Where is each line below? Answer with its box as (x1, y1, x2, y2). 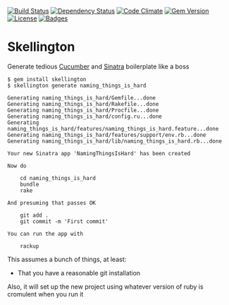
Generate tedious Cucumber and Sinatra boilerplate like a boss (7, 62, 190, 71)
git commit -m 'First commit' (20, 217, 109, 225)
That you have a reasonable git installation (17, 268, 141, 277)
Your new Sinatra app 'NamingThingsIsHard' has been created (7, 150, 191, 157)
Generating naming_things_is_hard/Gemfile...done (7, 94, 156, 102)
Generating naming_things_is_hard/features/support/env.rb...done (7, 131, 206, 138)
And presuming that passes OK (7, 199, 97, 206)
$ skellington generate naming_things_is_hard (7, 82, 147, 89)
